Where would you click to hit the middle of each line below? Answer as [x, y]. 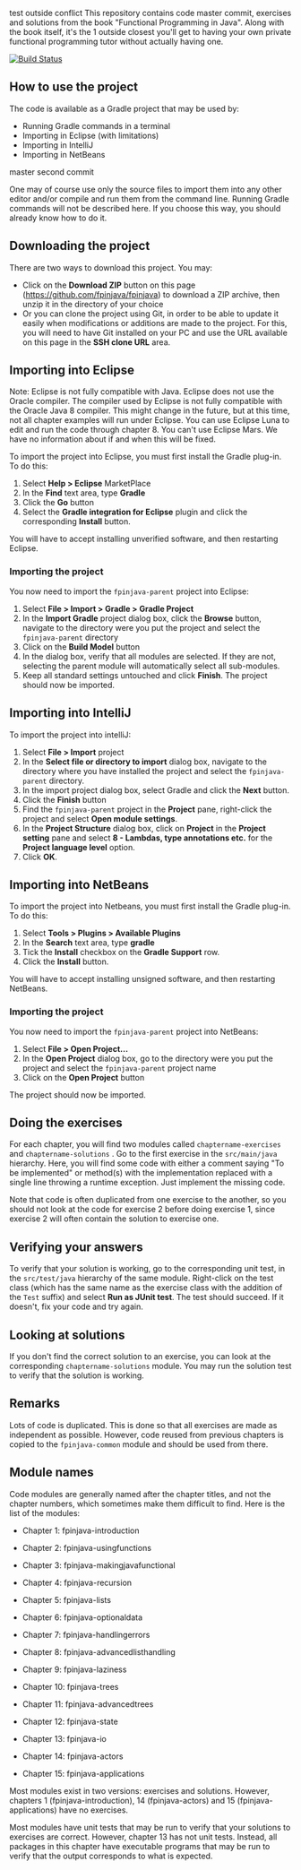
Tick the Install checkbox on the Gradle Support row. [121, 952]
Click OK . [40, 857]
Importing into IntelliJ [70, 713]
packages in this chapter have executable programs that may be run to [140, 1846]
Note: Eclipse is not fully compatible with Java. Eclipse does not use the [142, 392]
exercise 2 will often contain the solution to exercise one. [114, 1219]
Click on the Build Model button [81, 646]
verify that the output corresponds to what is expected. [111, 1856]
